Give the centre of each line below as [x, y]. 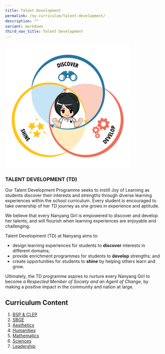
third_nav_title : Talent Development [44, 32]
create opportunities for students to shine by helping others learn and [84, 261]
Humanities [24, 331]
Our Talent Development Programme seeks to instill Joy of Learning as [78, 190]
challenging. [18, 226]
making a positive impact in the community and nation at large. [69, 287]
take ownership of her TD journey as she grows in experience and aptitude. [82, 206]
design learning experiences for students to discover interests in [79, 245]
